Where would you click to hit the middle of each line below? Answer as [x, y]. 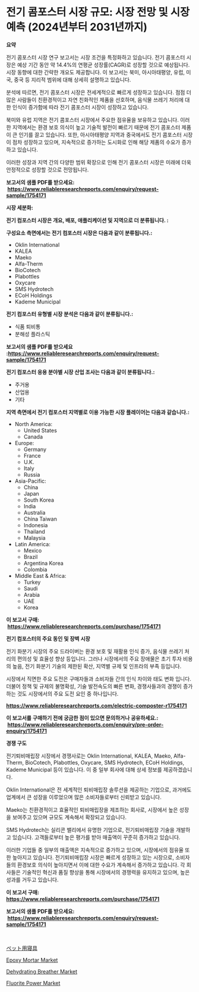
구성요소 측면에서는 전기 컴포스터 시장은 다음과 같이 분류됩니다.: [79, 233]
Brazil [31, 556]
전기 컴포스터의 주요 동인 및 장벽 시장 [48, 639]
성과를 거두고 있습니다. [32, 880]
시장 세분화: [20, 207]
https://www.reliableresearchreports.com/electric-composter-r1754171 [97, 705]
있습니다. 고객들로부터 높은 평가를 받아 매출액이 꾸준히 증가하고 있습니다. [96, 837]
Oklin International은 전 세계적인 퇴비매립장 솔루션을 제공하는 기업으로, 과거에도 [99, 790]
